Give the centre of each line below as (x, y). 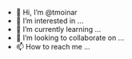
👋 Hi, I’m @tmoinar (46, 12)
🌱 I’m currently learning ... (58, 29)
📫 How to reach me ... (53, 47)
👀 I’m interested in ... (50, 21)
